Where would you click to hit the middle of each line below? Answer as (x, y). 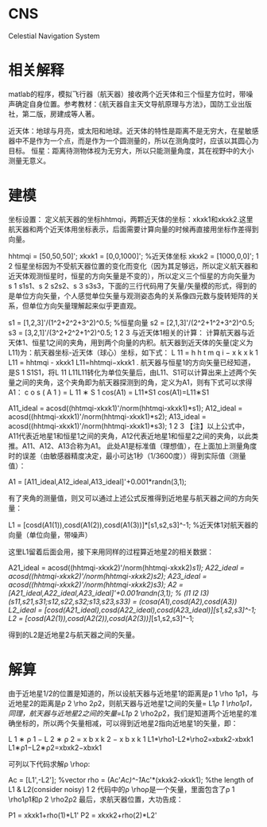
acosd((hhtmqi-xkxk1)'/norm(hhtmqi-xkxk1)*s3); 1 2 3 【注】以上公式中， (129, 425)
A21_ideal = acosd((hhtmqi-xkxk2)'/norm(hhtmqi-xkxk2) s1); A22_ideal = (126, 567)
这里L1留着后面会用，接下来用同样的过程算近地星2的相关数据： (111, 551)
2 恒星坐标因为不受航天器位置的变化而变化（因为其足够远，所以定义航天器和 (133, 266)
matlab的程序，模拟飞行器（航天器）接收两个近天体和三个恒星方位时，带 (127, 94)
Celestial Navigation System (54, 36)
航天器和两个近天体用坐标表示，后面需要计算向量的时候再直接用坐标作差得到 (133, 229)
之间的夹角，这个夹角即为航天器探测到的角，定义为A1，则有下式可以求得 (133, 382)
